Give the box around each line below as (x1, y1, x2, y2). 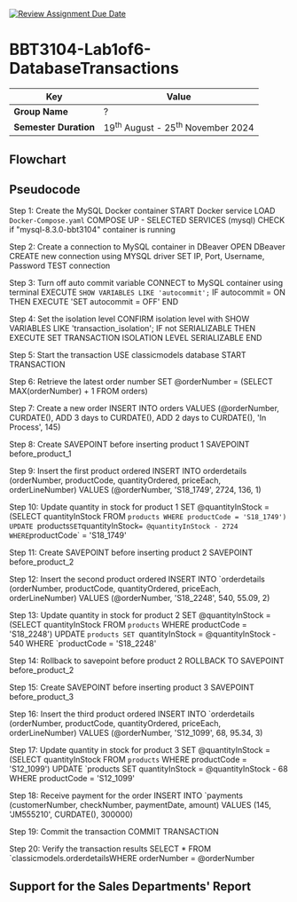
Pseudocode (9, 182, 82, 197)
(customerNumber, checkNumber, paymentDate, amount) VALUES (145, (9, 800, 272, 811)
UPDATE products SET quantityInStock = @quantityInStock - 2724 (9, 520, 238, 532)
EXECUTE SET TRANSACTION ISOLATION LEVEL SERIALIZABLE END (9, 333, 262, 344)
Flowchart (9, 152, 66, 167)
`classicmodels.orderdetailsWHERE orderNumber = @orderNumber (9, 853, 255, 864)
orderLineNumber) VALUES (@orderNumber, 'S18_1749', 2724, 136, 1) (9, 485, 262, 495)
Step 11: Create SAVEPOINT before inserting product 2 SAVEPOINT (9, 547, 254, 558)
